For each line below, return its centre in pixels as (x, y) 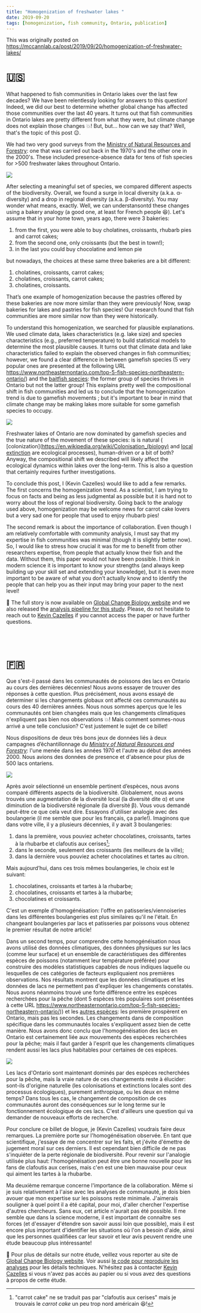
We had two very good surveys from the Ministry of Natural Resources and (99, 144)
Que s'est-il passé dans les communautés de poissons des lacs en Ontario (98, 681)
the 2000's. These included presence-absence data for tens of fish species (99, 157)
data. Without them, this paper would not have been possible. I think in (93, 559)
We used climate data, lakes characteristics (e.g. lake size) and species (94, 334)
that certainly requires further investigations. (61, 472)
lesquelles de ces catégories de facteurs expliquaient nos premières (90, 973)
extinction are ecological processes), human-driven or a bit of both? (90, 453)
